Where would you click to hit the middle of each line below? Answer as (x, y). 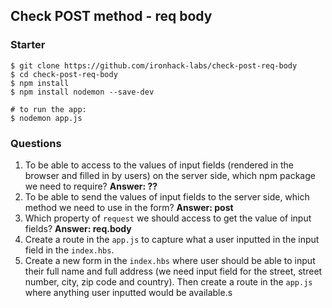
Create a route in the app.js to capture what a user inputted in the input (172, 239)
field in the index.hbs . (69, 250)
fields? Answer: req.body (78, 228)
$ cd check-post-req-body (64, 74)
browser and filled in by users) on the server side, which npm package (170, 175)
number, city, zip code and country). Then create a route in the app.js (168, 281)
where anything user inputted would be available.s (128, 292)
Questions (36, 143)
